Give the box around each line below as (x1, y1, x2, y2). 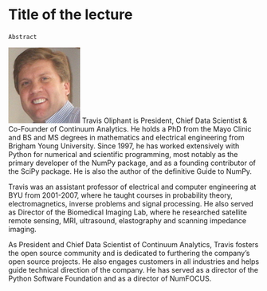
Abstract (8, 33, 37, 41)
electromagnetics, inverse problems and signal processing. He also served (8, 199, 253, 208)
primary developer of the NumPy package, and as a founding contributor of (8, 158, 257, 167)
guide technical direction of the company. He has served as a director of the (8, 265, 259, 274)
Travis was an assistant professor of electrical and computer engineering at (8, 182, 257, 191)
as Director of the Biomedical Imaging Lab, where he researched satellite (8, 207, 247, 217)
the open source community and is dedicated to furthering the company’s (8, 248, 250, 258)
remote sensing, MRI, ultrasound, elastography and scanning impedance (8, 215, 247, 225)
